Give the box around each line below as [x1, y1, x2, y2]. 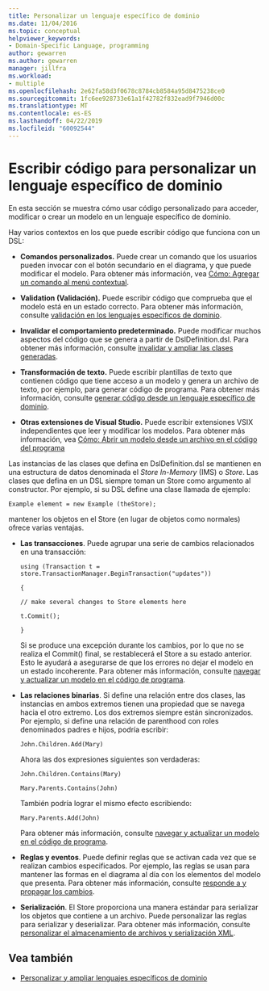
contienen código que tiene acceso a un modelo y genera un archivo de [19, 376, 259, 385]
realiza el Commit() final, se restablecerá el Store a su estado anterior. [19, 649, 252, 658]
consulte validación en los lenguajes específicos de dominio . [19, 310, 222, 320]
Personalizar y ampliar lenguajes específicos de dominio [19, 972, 208, 982]
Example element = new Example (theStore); [8, 500, 157, 508]
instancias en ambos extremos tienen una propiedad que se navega [19, 699, 246, 708]
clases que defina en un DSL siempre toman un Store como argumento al [8, 476, 251, 485]
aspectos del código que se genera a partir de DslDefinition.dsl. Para [19, 334, 249, 344]
